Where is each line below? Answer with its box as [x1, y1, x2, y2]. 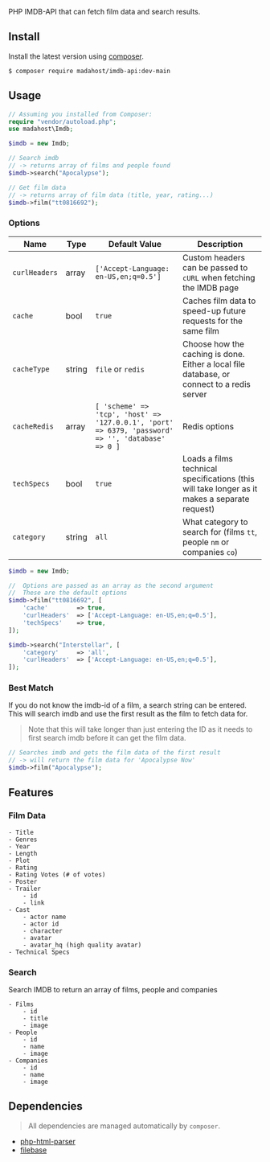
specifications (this [182, 473, 255, 484]
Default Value [108, 238, 162, 249]
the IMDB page [182, 281, 239, 293]
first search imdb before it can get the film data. [27, 733, 186, 743]
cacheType [12, 364, 50, 373]
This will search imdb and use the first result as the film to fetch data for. [8, 709, 248, 719]
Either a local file [182, 358, 245, 369]
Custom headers [182, 252, 245, 263]
